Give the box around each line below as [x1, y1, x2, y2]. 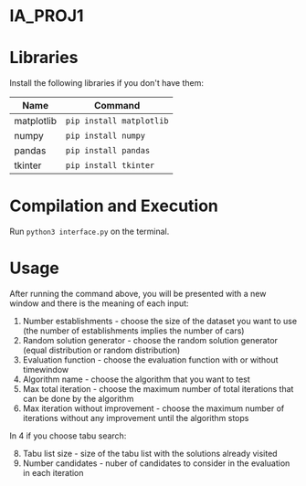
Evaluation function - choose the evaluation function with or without [22, 354, 279, 365]
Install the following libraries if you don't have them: [9, 78, 204, 89]
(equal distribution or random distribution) [22, 344, 181, 355]
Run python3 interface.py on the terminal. [9, 226, 170, 238]
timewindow [22, 364, 69, 375]
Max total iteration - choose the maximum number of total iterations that [22, 384, 294, 394]
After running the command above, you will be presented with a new [9, 289, 267, 299]
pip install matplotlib [65, 116, 169, 126]
